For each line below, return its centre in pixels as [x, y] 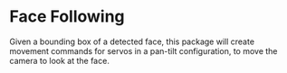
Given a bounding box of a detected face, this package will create [132, 41]
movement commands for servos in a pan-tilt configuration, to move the [143, 50]
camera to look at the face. [60, 60]
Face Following [67, 17]
